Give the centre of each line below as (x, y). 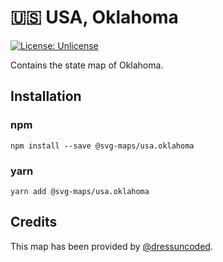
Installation (46, 96)
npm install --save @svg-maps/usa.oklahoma (102, 146)
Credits (34, 222)
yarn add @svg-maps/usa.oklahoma (80, 191)
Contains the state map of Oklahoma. (87, 65)
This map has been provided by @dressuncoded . (111, 246)
